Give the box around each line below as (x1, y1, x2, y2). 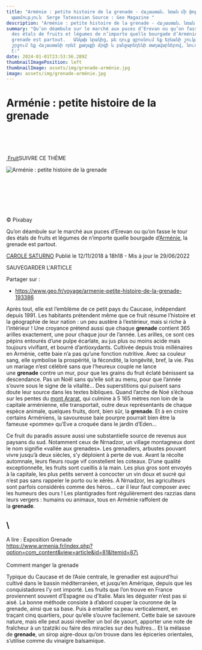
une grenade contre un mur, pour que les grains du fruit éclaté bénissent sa (6, 370, 194, 377)
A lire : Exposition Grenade (6, 536, 72, 543)
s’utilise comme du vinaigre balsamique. (6, 637, 106, 644)
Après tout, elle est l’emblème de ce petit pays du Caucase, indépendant (6, 305, 186, 313)
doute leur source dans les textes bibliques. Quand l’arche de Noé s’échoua (6, 389, 194, 396)
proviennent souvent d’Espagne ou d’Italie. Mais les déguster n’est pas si (6, 592, 187, 599)
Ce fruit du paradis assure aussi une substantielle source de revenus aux (6, 432, 187, 439)
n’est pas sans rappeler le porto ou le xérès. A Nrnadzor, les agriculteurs (6, 477, 185, 484)
